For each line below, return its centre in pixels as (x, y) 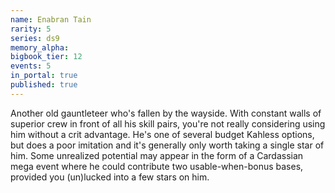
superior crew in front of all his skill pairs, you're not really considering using (168, 123)
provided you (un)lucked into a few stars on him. (110, 177)
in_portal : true (44, 76)
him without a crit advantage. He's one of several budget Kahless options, (162, 134)
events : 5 (31, 66)
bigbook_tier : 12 (46, 57)
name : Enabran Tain (51, 19)
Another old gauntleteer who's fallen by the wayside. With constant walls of (166, 113)
